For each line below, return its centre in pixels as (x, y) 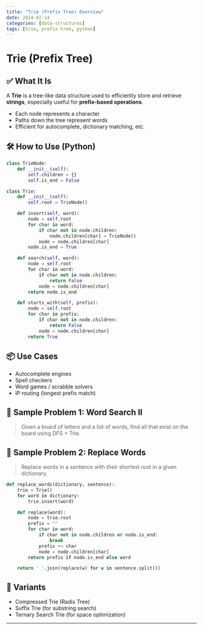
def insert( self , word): (48, 214)
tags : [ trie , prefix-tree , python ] (51, 29)
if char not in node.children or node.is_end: (98, 535)
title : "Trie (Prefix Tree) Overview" (55, 12)
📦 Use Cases (32, 356)
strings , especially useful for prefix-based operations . (75, 102)
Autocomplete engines (43, 374)
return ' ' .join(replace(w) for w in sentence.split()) (89, 568)
